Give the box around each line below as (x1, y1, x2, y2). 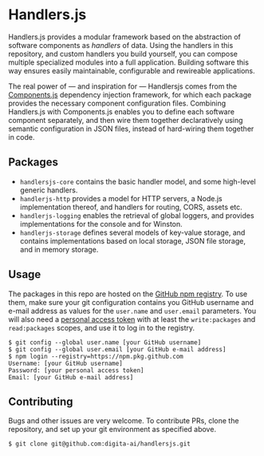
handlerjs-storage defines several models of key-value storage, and (19, 228, 246, 237)
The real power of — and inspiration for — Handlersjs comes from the (8, 81, 238, 91)
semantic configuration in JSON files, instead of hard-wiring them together (8, 124, 254, 133)
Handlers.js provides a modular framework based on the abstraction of (8, 32, 241, 42)
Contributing (8, 395, 73, 408)
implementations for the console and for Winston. (19, 219, 183, 228)
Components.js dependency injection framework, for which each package (8, 89, 252, 99)
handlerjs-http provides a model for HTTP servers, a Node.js (19, 193, 223, 203)
